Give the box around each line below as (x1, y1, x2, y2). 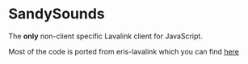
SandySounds (8, 5, 105, 23)
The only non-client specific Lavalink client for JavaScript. (8, 31, 204, 41)
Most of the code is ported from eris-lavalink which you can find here (8, 46, 240, 56)
